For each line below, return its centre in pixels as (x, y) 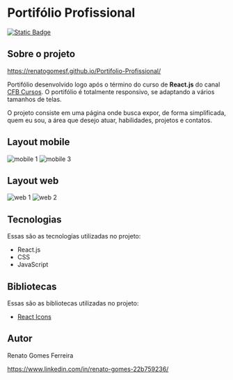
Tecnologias (34, 219)
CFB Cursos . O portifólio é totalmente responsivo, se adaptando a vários (111, 91)
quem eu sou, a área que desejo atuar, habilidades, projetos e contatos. (110, 120)
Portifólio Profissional (71, 13)
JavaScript (33, 265)
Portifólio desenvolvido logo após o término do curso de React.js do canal (114, 84)
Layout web (33, 180)
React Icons (34, 317)
